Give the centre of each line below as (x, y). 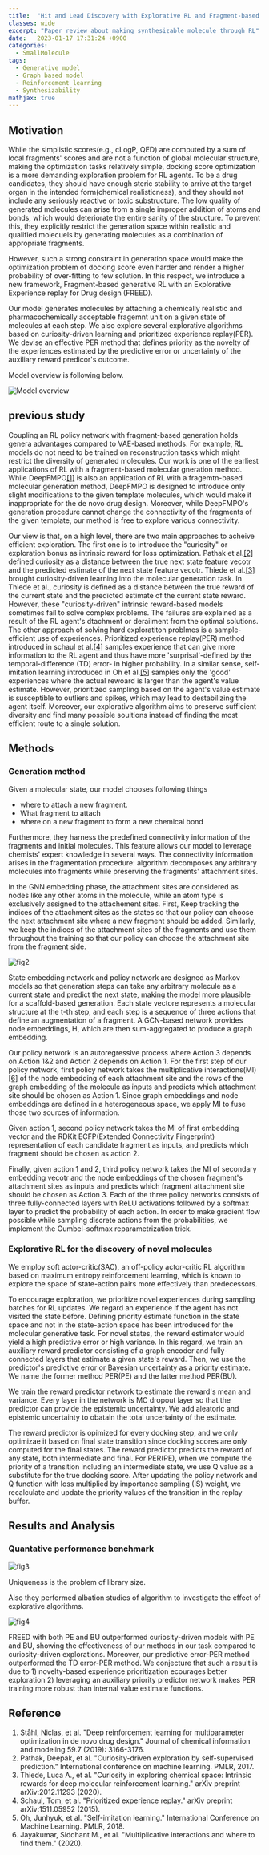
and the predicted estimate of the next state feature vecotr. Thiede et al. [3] (132, 569)
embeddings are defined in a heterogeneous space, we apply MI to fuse (127, 1104)
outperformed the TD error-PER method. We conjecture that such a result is (133, 1663)
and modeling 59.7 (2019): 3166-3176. (82, 1750)
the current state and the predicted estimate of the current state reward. (127, 595)
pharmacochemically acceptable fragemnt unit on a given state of (117, 317)
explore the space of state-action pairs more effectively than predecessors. (133, 1283)
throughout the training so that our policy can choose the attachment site (129, 938)
